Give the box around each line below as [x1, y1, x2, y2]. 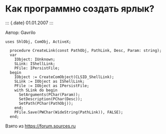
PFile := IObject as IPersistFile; [14, 83, 90, 88]
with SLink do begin [14, 88, 58, 93]
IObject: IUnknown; [14, 56, 56, 62]
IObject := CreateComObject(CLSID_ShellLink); [14, 74, 114, 80]
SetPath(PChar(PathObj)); [18, 101, 73, 106]
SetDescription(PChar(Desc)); [18, 96, 82, 101]
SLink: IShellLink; [14, 61, 56, 66]
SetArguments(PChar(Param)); [18, 92, 80, 97]
